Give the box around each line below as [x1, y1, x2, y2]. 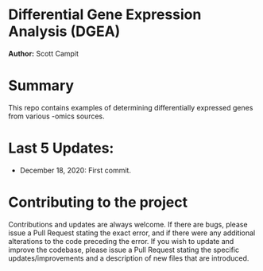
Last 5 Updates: [8, 139, 114, 157]
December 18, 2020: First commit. [19, 165, 131, 175]
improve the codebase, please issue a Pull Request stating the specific [8, 245, 240, 254]
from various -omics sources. [8, 111, 105, 121]
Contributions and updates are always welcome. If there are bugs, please [8, 219, 248, 229]
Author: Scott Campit [8, 48, 79, 58]
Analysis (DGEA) [8, 22, 121, 41]
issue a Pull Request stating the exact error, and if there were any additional [8, 228, 256, 238]
